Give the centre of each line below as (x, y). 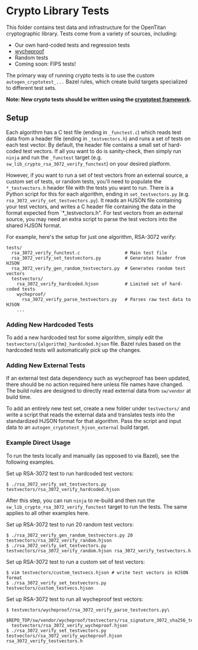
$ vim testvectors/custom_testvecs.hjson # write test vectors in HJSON (97, 573)
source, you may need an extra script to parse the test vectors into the (92, 219)
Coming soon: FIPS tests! (45, 64)
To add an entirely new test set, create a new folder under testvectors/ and (98, 409)
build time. (19, 397)
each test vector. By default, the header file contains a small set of (87, 145)
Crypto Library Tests (58, 11)
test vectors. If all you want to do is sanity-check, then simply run (102, 151)
